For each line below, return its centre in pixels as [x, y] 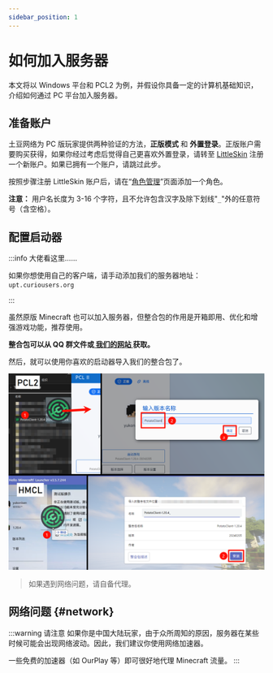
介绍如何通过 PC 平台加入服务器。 [65, 95]
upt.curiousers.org [41, 285]
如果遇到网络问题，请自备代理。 [82, 584]
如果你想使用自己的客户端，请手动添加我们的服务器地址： [104, 275]
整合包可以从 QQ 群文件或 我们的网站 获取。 [82, 344]
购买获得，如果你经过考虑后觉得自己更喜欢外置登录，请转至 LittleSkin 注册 [139, 154]
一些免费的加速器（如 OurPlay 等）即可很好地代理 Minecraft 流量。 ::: [124, 660]
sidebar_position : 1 [43, 17]
